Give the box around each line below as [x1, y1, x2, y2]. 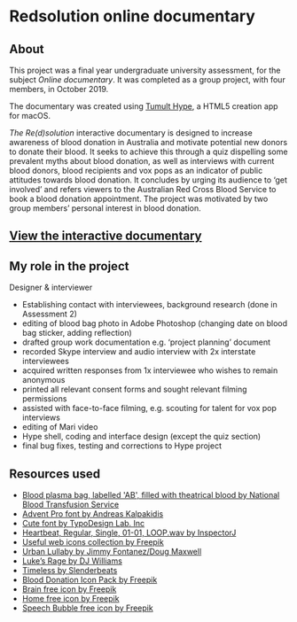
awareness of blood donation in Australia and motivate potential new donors [9, 137, 288, 147]
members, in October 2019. [9, 84, 109, 94]
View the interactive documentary [9, 229, 202, 244]
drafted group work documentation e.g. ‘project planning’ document [21, 337, 271, 347]
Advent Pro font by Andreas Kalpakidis [21, 509, 164, 519]
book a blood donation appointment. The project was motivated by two [9, 193, 269, 204]
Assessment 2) [21, 308, 78, 320]
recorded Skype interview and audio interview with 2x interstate [21, 346, 256, 357]
